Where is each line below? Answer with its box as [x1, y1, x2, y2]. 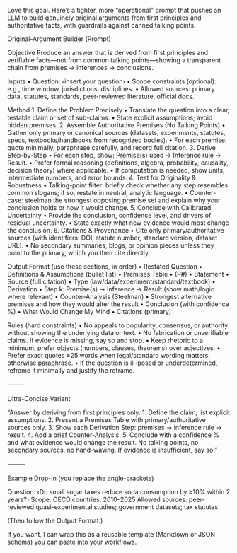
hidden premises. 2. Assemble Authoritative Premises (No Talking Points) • [7, 121, 226, 129]
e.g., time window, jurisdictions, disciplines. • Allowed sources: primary [7, 85, 215, 93]
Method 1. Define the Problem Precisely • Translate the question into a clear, [7, 106, 230, 114]
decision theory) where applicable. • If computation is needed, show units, [7, 166, 225, 174]
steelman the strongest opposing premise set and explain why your [24, 196, 221, 204]
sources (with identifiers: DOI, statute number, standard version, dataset [7, 233, 218, 242]
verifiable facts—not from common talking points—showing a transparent [7, 56, 221, 64]
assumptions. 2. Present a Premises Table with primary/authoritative [7, 416, 207, 424]
